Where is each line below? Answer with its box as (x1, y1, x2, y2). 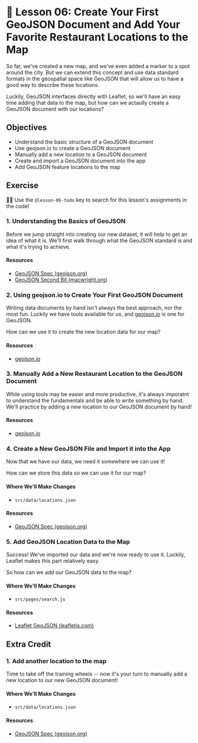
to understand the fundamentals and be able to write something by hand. (6, 397, 184, 404)
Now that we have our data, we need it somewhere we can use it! (6, 458, 165, 465)
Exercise (6, 180, 39, 191)
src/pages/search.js (14, 596, 66, 602)
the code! (6, 202, 30, 209)
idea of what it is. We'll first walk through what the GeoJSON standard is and (6, 236, 193, 244)
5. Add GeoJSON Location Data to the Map (6, 537, 130, 546)
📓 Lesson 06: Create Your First (6, 5, 159, 19)
